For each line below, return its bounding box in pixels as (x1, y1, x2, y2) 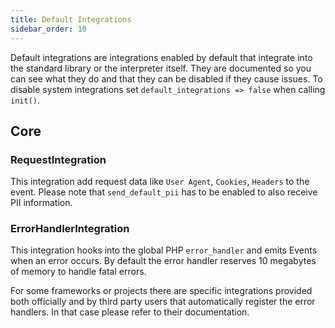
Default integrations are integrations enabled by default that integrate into (10, 51, 313, 63)
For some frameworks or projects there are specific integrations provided (10, 285, 313, 297)
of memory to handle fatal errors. (10, 266, 147, 278)
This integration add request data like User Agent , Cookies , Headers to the (10, 176, 310, 188)
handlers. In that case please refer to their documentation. (10, 306, 250, 318)
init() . (10, 94, 40, 106)
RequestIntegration (10, 152, 107, 166)
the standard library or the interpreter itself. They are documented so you (10, 62, 312, 74)
